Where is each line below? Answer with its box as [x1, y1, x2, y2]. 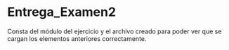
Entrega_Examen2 [7, 4, 117, 20]
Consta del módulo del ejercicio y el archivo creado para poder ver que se [7, 27, 222, 35]
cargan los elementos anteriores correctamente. [7, 34, 147, 42]
